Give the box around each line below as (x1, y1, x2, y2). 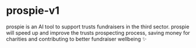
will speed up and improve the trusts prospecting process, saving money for (6, 29, 191, 36)
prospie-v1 (6, 4, 60, 17)
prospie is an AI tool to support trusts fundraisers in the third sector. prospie (6, 23, 190, 30)
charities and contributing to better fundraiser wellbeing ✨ (6, 35, 147, 42)
